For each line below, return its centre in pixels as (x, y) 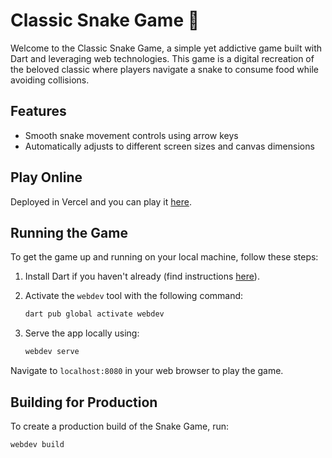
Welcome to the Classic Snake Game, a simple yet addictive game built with (166, 48)
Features (38, 111)
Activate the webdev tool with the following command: (134, 296)
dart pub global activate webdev (94, 314)
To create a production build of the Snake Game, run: (119, 426)
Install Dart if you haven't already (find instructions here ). (142, 276)
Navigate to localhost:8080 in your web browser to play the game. (147, 371)
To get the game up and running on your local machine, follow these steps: (164, 257)
